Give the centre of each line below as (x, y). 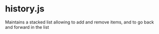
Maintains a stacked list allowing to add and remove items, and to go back (79, 22)
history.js (25, 9)
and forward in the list (27, 27)
